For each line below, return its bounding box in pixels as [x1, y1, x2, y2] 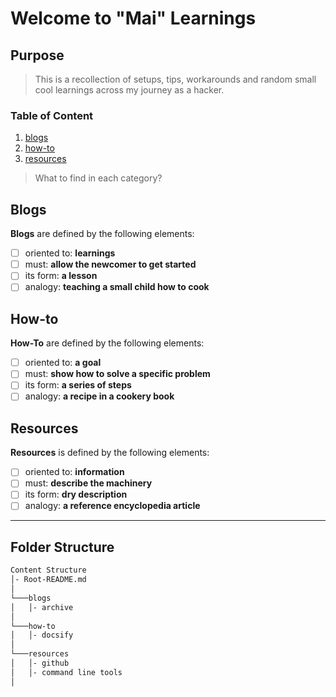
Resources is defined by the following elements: [10, 447, 210, 459]
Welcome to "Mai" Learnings [10, 7, 257, 30]
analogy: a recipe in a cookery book [24, 390, 175, 402]
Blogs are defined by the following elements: [10, 228, 195, 240]
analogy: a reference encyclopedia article [24, 500, 201, 512]
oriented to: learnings [24, 247, 116, 259]
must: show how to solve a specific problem [24, 368, 211, 380]
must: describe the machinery [24, 477, 153, 489]
